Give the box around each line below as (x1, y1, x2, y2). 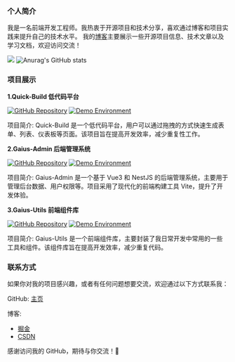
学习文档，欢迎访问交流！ (7, 41, 81, 50)
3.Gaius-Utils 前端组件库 (7, 205, 79, 214)
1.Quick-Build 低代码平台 (7, 92, 79, 101)
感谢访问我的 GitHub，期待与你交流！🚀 (7, 347, 119, 355)
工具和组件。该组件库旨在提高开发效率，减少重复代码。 (7, 243, 167, 251)
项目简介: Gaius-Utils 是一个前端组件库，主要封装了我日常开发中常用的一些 (7, 234, 223, 243)
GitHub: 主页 (7, 294, 43, 303)
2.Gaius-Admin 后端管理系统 (7, 144, 91, 153)
